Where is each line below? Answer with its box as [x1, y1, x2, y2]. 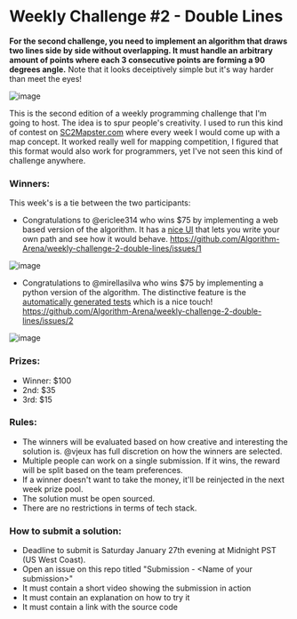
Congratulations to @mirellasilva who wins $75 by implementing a [21, 277, 264, 288]
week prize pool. [21, 483, 84, 494]
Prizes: [9, 355, 41, 367]
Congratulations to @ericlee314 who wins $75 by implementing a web [21, 215, 278, 226]
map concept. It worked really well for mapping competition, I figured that [9, 136, 279, 147]
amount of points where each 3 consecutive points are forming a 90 [9, 54, 265, 65]
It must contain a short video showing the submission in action [21, 583, 252, 593]
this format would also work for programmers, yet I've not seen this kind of [9, 145, 283, 157]
